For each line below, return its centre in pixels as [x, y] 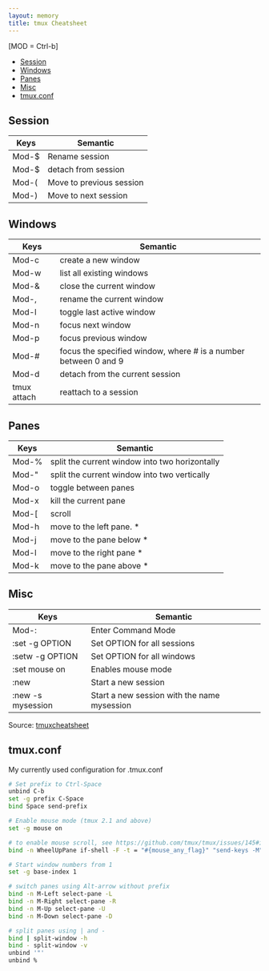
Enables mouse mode [131, 669]
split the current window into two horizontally [135, 461]
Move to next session [88, 195]
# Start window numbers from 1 [60, 865]
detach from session [86, 170]
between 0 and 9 [92, 361]
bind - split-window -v [48, 945]
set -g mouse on [35, 828]
